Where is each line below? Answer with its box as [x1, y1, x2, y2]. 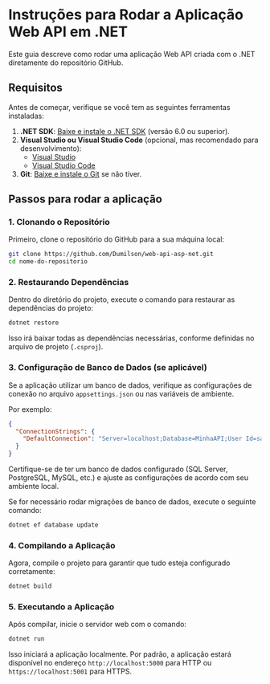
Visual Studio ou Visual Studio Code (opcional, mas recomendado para [19, 135, 259, 145]
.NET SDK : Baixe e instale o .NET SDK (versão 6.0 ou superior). [19, 126, 231, 136]
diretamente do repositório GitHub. [8, 58, 124, 67]
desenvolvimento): [19, 143, 82, 153]
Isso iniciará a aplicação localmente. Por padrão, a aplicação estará [8, 649, 231, 659]
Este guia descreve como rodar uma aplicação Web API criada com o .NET [8, 49, 256, 59]
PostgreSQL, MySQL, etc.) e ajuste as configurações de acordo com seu [8, 473, 249, 482]
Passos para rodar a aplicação [8, 193, 162, 206]
